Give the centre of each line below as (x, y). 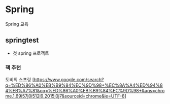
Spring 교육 (17, 24)
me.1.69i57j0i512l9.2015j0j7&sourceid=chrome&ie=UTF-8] (66, 96)
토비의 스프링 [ (20, 80)
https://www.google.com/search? (69, 80)
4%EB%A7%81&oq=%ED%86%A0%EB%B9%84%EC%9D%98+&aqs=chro (85, 91)
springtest (22, 40)
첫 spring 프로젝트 (31, 53)
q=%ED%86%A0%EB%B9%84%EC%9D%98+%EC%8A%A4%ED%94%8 (84, 85)
